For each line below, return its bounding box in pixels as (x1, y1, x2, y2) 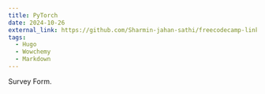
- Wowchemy (15, 48, 51, 56)
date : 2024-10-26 (8, 19, 65, 27)
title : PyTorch (8, 11, 58, 20)
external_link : (8, 26, 58, 34)
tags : (8, 33, 26, 42)
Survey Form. (8, 76, 52, 86)
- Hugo (15, 41, 37, 49)
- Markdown (15, 56, 51, 63)
